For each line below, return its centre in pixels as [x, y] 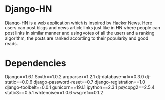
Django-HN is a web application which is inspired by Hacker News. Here [79, 23]
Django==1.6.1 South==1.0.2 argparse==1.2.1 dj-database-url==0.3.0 [75, 76]
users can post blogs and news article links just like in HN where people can [83, 27]
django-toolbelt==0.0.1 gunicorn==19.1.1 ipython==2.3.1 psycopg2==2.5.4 [80, 87]
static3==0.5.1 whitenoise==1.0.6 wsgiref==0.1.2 [54, 92]
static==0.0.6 [19, 82]
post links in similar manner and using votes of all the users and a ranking [80, 33]
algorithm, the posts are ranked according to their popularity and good [77, 38]
